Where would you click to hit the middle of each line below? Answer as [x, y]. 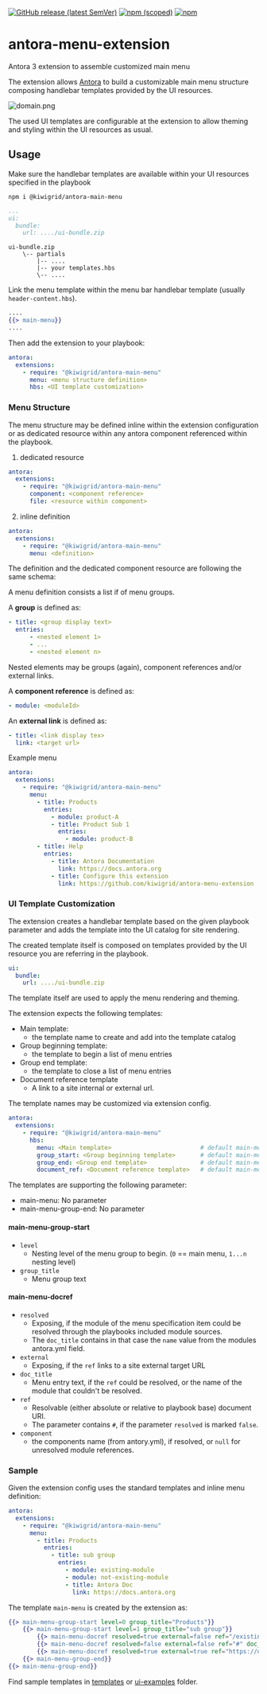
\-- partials [44, 255]
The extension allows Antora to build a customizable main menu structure [128, 82]
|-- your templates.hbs [76, 268]
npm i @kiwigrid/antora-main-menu [66, 197]
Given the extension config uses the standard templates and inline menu [126, 1488]
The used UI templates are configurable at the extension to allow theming [128, 121]
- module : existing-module [110, 1570]
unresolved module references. [83, 1450]
